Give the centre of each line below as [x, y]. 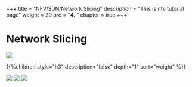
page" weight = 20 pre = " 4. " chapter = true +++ [67, 15]
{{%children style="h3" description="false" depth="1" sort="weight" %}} [96, 66]
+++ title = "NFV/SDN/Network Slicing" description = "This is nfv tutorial [95, 9]
